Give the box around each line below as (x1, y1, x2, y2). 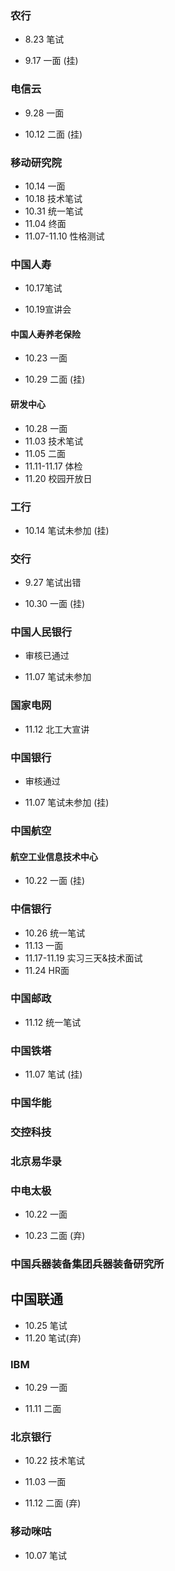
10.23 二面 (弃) (24, 1230, 86, 1242)
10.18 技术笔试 (24, 192, 83, 204)
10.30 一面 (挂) (24, 598, 86, 610)
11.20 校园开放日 (24, 472, 93, 484)
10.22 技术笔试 (24, 1455, 86, 1467)
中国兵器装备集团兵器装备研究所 (10, 1257, 165, 1271)
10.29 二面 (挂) (24, 373, 86, 386)
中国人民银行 (10, 625, 73, 639)
